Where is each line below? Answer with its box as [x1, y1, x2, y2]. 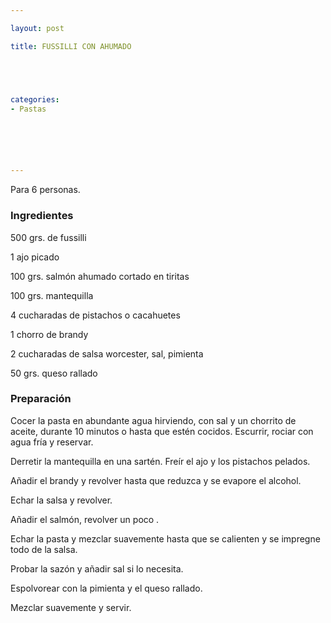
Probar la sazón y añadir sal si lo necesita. [10, 562, 184, 575]
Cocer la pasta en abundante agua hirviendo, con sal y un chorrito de [10, 414, 297, 426]
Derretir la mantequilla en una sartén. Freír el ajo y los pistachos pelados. [10, 455, 311, 467]
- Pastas [10, 104, 47, 114]
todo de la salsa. [10, 543, 78, 555]
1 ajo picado [10, 251, 60, 263]
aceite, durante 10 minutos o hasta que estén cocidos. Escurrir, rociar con [10, 425, 314, 437]
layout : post [10, 23, 65, 33]
